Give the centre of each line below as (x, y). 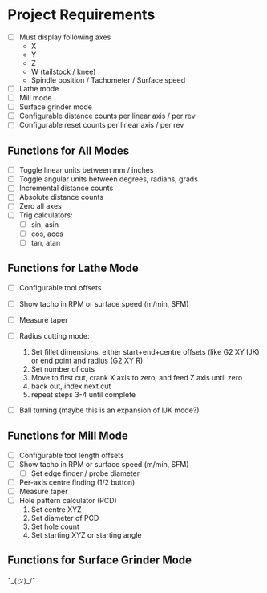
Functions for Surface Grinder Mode (99, 561)
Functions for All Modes (69, 150)
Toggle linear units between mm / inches (86, 170)
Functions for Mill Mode (68, 436)
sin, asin (45, 224)
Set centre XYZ (56, 510)
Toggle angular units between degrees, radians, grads (108, 179)
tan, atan (46, 242)
